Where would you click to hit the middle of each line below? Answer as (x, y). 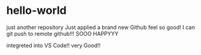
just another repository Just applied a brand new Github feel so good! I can (101, 27)
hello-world (37, 11)
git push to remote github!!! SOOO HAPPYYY (63, 33)
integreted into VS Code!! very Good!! (53, 45)
